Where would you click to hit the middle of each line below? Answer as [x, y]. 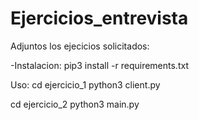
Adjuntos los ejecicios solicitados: [80, 46]
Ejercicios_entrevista [99, 18]
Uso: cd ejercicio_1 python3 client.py [85, 84]
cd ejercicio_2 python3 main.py [75, 104]
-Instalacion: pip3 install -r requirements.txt [99, 65]
